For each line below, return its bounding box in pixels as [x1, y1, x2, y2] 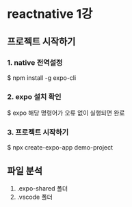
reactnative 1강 [7, 6, 93, 22]
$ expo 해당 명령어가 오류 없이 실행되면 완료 [7, 109, 125, 117]
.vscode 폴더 [16, 193, 53, 202]
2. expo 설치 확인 [7, 92, 62, 101]
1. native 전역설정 [7, 57, 63, 67]
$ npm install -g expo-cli [7, 73, 77, 82]
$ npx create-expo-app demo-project [7, 143, 114, 152]
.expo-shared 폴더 [16, 184, 68, 193]
